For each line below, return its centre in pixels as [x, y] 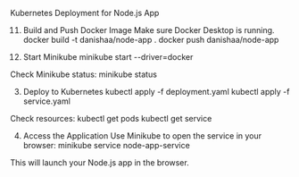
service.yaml [46, 101]
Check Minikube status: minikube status [83, 74]
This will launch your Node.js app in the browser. [100, 163]
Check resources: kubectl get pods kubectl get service [111, 118]
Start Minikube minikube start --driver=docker [108, 57]
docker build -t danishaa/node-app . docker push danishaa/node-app [151, 40]
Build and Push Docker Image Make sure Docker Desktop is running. [149, 30]
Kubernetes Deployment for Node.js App [85, 13]
